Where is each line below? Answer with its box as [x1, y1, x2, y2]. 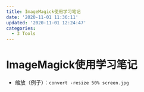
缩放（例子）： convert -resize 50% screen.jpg [14, 79, 129, 86]
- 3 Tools [11, 31, 36, 37]
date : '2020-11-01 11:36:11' [6, 14, 79, 20]
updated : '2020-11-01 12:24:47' [6, 20, 86, 26]
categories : [6, 25, 36, 31]
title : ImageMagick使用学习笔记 [6, 8, 82, 15]
